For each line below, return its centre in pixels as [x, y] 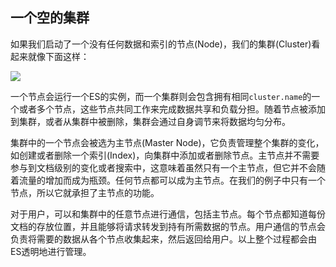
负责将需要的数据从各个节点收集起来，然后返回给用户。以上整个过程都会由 [163, 239]
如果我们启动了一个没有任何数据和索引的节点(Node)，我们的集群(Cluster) [161, 44]
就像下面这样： [58, 56]
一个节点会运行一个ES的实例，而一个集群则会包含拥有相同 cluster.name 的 [161, 96]
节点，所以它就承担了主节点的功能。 [85, 192]
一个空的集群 [50, 18]
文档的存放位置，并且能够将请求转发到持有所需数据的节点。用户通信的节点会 [168, 226]
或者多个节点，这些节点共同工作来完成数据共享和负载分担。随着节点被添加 [172, 109]
